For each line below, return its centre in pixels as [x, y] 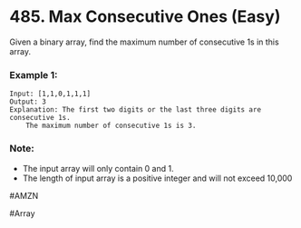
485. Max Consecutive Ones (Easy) [145, 17]
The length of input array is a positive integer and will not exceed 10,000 [157, 178]
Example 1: [34, 74]
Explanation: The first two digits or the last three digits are [135, 110]
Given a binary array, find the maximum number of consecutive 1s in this [144, 42]
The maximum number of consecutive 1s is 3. [111, 126]
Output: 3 [28, 102]
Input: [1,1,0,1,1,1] [50, 94]
